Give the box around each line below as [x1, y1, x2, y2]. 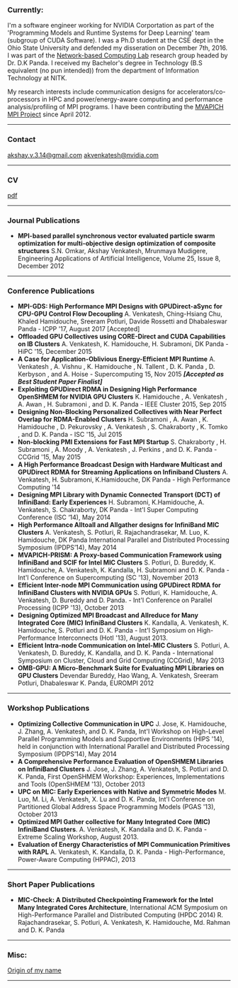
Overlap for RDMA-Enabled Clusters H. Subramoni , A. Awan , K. [17, 415, 209, 423]
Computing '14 [17, 483, 61, 492]
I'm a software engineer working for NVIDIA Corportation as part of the [7, 21, 215, 30]
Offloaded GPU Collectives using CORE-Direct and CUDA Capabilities [17, 332, 226, 341]
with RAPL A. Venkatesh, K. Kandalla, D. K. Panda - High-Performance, [17, 848, 225, 856]
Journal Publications [7, 215, 80, 225]
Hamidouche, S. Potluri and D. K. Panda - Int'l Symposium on [17, 626, 196, 635]
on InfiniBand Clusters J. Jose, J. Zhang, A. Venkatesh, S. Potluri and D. [17, 765, 229, 773]
